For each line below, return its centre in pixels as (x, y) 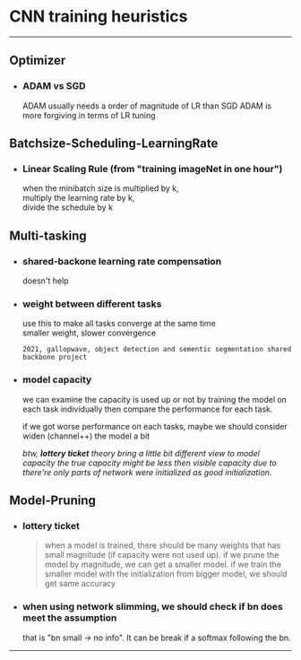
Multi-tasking (48, 235)
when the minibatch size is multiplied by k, (100, 188)
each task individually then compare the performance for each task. (147, 409)
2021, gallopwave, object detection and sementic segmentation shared (157, 350)
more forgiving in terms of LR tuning (89, 115)
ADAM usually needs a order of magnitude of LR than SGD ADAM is (146, 106)
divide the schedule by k (68, 207)
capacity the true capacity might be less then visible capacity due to (150, 463)
